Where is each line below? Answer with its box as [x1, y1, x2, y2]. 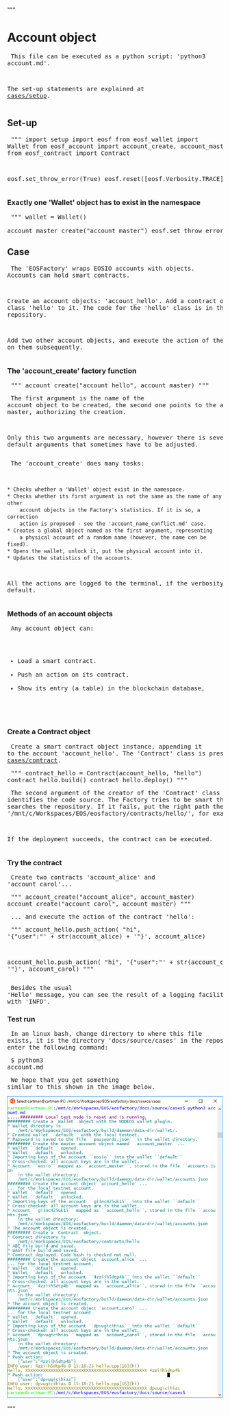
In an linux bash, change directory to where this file [10, 1030, 203, 1038]
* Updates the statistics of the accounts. [7, 555, 133, 561]
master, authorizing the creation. [7, 408, 127, 416]
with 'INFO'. [7, 997, 51, 1006]
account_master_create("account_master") [7, 227, 149, 235]
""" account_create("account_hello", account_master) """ [10, 382, 210, 389]
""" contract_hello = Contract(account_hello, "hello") [10, 769, 203, 777]
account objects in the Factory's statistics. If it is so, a [19, 507, 201, 513]
